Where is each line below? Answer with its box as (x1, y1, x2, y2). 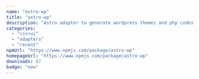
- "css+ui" (11, 31, 39, 37)
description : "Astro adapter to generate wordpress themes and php (6, 20, 178, 26)
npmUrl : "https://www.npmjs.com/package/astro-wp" (6, 48, 135, 53)
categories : (6, 25, 36, 31)
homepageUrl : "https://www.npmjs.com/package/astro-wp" (6, 53, 148, 59)
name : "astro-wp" (6, 8, 50, 15)
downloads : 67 (6, 58, 42, 64)
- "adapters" (11, 36, 44, 42)
